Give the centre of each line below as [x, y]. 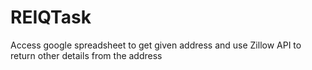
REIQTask [51, 17]
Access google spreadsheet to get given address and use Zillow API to [156, 45]
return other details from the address [86, 55]
